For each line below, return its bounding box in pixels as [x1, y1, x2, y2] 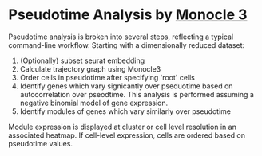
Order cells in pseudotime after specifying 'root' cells [19, 72, 196, 82]
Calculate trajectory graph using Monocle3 [19, 64, 161, 73]
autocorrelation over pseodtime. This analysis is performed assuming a [19, 89, 254, 99]
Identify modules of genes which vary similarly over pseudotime [19, 106, 232, 116]
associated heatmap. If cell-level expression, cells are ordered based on [8, 130, 246, 140]
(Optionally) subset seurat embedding [19, 56, 145, 65]
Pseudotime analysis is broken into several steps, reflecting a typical [8, 32, 234, 41]
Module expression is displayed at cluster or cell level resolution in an [8, 122, 237, 131]
